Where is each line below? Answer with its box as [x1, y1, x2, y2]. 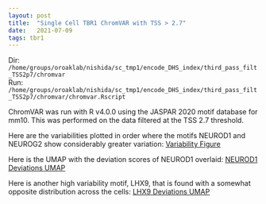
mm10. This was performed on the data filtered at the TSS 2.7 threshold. [8, 116, 245, 125]
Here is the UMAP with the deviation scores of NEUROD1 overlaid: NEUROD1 [8, 155, 258, 164]
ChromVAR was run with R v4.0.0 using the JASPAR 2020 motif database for [8, 107, 258, 117]
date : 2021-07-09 [8, 26, 73, 34]
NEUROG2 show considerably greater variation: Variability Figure [8, 140, 221, 149]
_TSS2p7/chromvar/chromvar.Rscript [8, 93, 126, 102]
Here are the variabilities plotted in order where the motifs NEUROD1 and [8, 131, 246, 140]
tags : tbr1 [8, 33, 44, 42]
